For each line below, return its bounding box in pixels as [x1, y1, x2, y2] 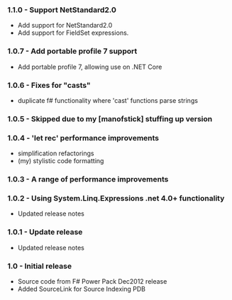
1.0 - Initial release [7, 261, 72, 271]
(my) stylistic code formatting [17, 157, 104, 165]
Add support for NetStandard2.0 [17, 21, 113, 30]
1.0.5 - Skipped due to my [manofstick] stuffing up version [7, 113, 213, 123]
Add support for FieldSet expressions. [17, 28, 129, 37]
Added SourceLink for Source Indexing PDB [17, 284, 145, 293]
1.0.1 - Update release [7, 227, 83, 237]
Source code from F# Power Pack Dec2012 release [17, 277, 167, 285]
